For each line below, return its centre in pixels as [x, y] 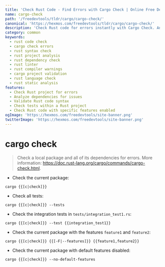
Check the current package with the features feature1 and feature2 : [81, 232]
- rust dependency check [35, 60]
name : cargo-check [24, 14]
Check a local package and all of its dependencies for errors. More [85, 158]
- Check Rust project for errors [44, 92]
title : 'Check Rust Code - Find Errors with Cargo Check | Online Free [80, 10]
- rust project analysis [35, 55]
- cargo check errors [32, 46]
